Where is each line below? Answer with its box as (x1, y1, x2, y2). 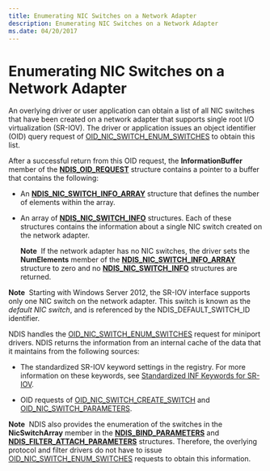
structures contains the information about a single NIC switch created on (19, 222, 263, 232)
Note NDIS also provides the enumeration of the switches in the (8, 419, 223, 430)
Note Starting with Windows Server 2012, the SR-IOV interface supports (8, 288, 251, 298)
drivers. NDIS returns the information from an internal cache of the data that (8, 338, 261, 348)
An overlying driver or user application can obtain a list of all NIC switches (8, 106, 255, 116)
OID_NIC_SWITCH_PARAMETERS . (19, 404, 133, 413)
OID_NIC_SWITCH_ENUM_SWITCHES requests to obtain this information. (8, 454, 251, 464)
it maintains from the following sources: (8, 346, 140, 357)
